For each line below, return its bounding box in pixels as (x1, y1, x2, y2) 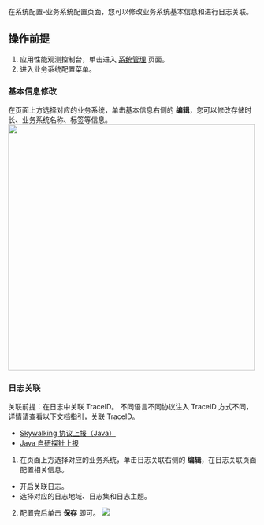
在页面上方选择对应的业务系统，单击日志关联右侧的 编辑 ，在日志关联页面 (19, 455, 257, 464)
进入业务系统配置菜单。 (19, 64, 96, 73)
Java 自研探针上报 (19, 438, 80, 448)
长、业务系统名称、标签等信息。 (8, 115, 112, 124)
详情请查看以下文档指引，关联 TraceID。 (8, 412, 139, 421)
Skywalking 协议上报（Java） (19, 428, 117, 438)
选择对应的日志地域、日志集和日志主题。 (19, 491, 151, 501)
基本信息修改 (8, 86, 58, 97)
